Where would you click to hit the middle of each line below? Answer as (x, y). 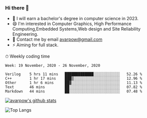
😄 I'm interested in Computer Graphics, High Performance (72, 24)
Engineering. (25, 34)
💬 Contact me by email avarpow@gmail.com (57, 39)
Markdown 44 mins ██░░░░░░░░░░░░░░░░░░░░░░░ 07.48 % (73, 91)
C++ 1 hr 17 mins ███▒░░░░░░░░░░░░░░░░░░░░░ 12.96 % (73, 79)
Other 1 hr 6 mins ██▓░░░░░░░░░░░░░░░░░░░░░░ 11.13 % (73, 83)
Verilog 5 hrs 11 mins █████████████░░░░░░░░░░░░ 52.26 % (73, 74)
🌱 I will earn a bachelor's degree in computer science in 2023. (75, 19)
